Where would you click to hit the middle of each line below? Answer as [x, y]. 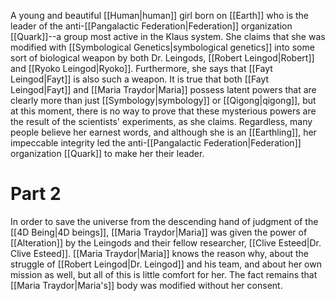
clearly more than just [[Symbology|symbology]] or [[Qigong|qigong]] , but [163, 100]
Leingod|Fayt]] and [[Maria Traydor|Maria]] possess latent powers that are [163, 89]
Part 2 [36, 194]
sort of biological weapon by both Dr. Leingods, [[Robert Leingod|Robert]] [162, 58]
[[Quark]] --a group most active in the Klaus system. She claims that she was [168, 36]
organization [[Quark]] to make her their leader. [107, 153]
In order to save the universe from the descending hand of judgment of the [164, 221]
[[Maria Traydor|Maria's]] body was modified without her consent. [146, 285]
